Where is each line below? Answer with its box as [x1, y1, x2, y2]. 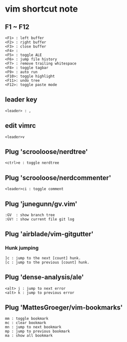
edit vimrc [5, 121, 36, 130]
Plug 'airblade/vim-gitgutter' [5, 230, 94, 239]
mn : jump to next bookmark [5, 325, 62, 330]
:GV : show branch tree [5, 213, 55, 218]
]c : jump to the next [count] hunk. [5, 256, 81, 260]
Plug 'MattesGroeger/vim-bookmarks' [5, 303, 123, 311]
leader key [5, 96, 38, 104]
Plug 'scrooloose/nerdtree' [5, 148, 88, 156]
